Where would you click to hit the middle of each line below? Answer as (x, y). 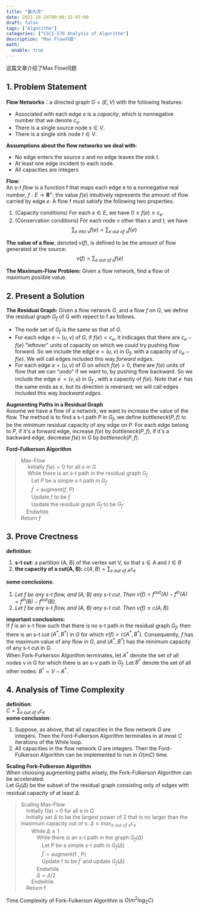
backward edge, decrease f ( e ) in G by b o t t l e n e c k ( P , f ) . (73, 437)
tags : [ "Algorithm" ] (32, 28)
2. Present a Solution (45, 296)
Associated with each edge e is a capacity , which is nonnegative (94, 114)
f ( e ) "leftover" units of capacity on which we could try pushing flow (97, 345)
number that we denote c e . (48, 121)
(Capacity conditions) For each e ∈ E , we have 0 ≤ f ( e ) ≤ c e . (89, 213)
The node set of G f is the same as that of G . (68, 330)
